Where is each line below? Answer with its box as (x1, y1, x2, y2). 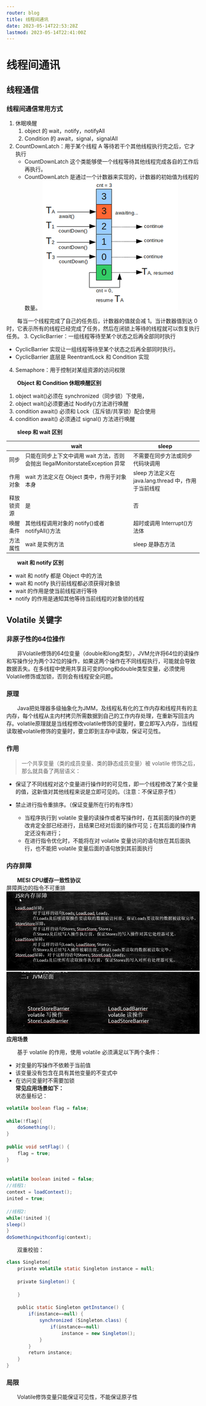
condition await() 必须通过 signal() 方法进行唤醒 (15, 416, 135, 423)
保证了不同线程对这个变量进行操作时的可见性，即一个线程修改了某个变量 (15, 780, 198, 788)
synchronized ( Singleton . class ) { (39, 1318, 128, 1324)
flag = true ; (17, 1150, 51, 1157)
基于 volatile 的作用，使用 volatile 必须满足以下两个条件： (17, 1048, 161, 1055)
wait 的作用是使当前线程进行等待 (15, 587, 98, 595)
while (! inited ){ (6, 1215, 51, 1221)
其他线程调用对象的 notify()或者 (25, 519, 105, 526)
